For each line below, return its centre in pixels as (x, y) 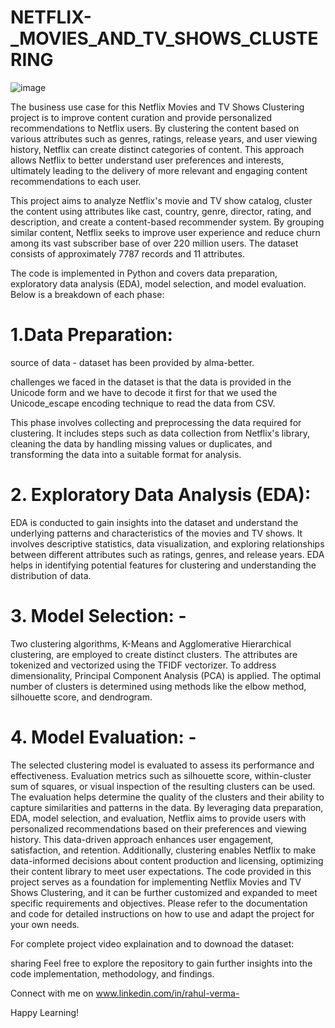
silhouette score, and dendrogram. (81, 697)
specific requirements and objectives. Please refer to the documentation (159, 903)
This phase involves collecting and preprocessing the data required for (156, 422)
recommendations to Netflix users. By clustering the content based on (155, 128)
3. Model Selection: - (98, 616)
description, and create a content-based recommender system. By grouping (167, 222)
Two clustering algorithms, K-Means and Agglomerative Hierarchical (151, 643)
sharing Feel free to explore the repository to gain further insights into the (161, 963)
